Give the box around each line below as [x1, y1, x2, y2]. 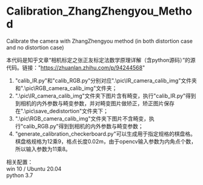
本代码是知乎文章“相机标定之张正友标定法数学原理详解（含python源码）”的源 [6, 56, 196, 63]
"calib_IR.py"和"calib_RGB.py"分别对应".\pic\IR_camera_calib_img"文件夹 [15, 77, 197, 84]
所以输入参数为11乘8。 [15, 145, 71, 153]
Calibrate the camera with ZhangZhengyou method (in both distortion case [6, 37, 193, 44]
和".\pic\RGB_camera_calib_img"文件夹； [15, 84, 118, 92]
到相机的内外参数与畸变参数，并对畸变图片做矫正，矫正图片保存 [15, 99, 175, 107]
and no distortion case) [6, 44, 64, 51]
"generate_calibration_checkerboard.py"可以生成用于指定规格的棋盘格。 [15, 130, 196, 138]
